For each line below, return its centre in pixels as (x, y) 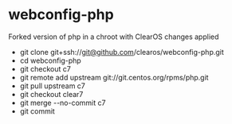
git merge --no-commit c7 (63, 103)
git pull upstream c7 (53, 86)
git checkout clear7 (51, 94)
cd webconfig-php (50, 60)
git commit (37, 111)
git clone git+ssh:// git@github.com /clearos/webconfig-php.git (122, 52)
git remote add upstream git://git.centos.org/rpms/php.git (114, 77)
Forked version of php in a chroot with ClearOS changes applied (114, 37)
